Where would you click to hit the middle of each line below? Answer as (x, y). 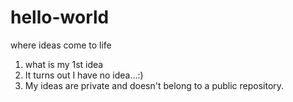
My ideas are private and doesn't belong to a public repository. (154, 85)
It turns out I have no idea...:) (84, 75)
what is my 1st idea (64, 64)
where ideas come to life (61, 45)
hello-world (60, 17)
